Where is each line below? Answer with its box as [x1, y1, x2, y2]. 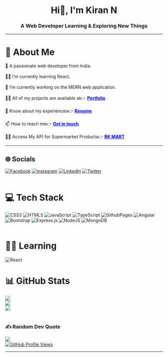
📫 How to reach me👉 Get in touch [5, 121, 79, 127]
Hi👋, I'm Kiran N [50, 5, 117, 16]
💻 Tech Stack [5, 192, 64, 204]
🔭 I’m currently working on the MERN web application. [5, 84, 116, 90]
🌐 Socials [5, 155, 36, 163]
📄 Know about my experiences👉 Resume [5, 108, 92, 114]
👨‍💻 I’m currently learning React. [5, 74, 70, 80]
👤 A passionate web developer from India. [5, 63, 91, 69]
